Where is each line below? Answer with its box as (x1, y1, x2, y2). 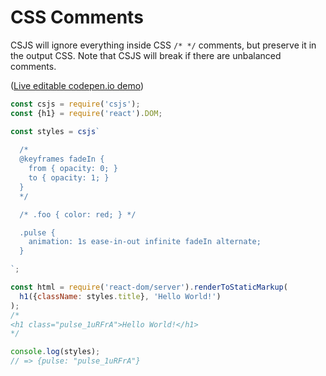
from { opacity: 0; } (28, 164, 118, 174)
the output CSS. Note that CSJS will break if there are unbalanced (10, 49, 282, 61)
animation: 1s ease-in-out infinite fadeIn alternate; (28, 237, 262, 247)
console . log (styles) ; (10, 347, 101, 357)
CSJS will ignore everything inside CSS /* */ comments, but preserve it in (10, 39, 317, 51)
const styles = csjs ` (10, 126, 101, 136)
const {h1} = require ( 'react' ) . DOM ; (10, 108, 163, 118)
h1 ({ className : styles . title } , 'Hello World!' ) (19, 291, 222, 301)
